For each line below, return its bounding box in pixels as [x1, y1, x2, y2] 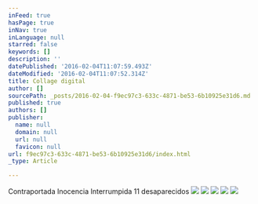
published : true [8, 99, 61, 107]
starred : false [8, 41, 58, 49]
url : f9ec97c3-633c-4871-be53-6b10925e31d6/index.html [8, 150, 191, 158]
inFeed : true [8, 11, 51, 20]
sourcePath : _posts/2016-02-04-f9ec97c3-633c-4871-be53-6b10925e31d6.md [8, 92, 251, 100]
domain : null [15, 128, 58, 136]
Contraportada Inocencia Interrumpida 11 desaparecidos [8, 187, 190, 196]
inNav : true [8, 26, 47, 34]
